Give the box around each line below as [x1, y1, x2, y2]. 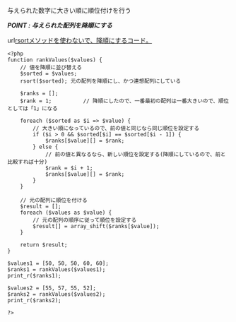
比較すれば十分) [7, 158, 48, 165]
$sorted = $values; [20, 70, 78, 77]
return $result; [20, 241, 69, 249]
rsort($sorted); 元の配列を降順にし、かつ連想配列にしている [20, 78, 182, 85]
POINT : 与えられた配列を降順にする [7, 21, 113, 30]
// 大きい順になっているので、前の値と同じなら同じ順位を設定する [33, 125, 200, 132]
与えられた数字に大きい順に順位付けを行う [7, 6, 131, 14]
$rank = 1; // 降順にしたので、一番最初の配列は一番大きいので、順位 [20, 97, 230, 105]
